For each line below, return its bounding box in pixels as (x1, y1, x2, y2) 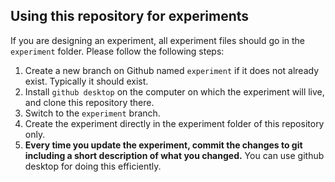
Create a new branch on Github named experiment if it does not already (24, 64, 320, 76)
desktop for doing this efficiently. (24, 160, 162, 172)
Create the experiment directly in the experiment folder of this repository (24, 117, 325, 129)
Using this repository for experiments (10, 8, 250, 25)
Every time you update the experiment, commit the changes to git (24, 139, 303, 151)
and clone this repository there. (24, 96, 155, 108)
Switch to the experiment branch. (24, 107, 161, 119)
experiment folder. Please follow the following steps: (10, 45, 225, 57)
